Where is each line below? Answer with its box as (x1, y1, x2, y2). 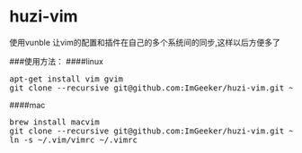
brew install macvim (9, 116, 101, 127)
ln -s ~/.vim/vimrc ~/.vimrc (9, 134, 138, 145)
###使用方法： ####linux (9, 55, 103, 66)
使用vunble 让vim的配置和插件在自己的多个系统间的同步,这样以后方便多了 (9, 37, 281, 47)
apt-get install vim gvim (9, 73, 124, 84)
